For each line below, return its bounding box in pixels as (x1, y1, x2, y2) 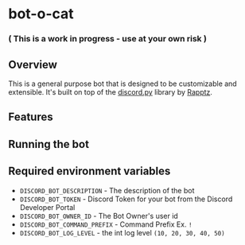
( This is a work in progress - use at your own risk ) (8, 33, 207, 45)
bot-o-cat (8, 5, 74, 23)
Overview (8, 57, 58, 72)
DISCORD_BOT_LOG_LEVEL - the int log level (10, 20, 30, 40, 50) (19, 227, 225, 237)
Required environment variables (8, 165, 171, 178)
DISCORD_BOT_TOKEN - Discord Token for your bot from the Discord (19, 194, 233, 204)
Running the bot (8, 137, 90, 151)
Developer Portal (19, 202, 76, 212)
